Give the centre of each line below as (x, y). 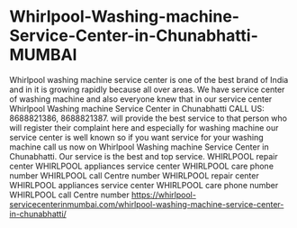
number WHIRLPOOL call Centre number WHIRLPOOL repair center (134, 175)
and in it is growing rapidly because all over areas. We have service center (147, 89)
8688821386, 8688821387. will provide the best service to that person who (148, 118)
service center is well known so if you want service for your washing (136, 137)
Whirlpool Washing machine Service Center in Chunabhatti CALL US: (137, 108)
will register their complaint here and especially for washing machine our (144, 127)
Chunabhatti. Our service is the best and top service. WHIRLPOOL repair (144, 156)
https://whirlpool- (163, 195)
